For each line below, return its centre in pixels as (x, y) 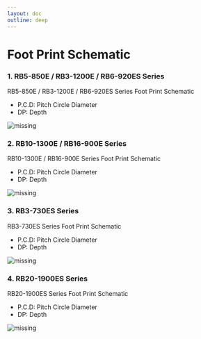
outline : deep (28, 20)
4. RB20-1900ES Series (48, 279)
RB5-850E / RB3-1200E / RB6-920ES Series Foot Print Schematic (101, 91)
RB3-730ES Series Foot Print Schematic (64, 226)
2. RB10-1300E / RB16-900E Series (67, 143)
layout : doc (24, 14)
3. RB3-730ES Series (43, 211)
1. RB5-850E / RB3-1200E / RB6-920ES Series (86, 76)
